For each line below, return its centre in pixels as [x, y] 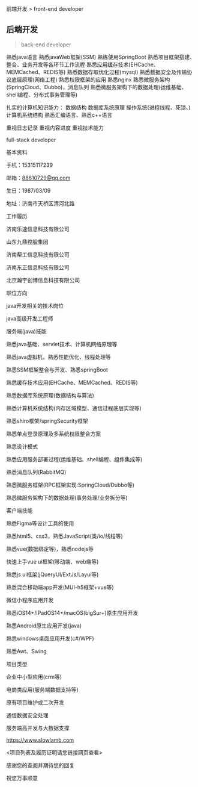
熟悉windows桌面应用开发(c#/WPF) [50, 638]
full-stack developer [31, 140]
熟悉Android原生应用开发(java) [44, 626]
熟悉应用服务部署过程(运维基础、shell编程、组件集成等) [74, 459]
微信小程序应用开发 [30, 600]
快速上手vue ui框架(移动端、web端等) [52, 561]
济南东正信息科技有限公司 [38, 267]
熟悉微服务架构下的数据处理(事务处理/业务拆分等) [67, 497]
